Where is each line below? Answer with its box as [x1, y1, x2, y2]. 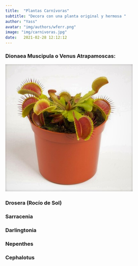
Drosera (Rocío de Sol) [5, 199, 62, 206]
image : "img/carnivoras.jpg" [5, 29, 67, 35]
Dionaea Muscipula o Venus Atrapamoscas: [5, 52, 116, 60]
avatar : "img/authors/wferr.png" [5, 24, 76, 29]
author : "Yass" [5, 19, 38, 24]
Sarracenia [5, 213, 33, 220]
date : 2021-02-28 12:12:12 [5, 35, 67, 40]
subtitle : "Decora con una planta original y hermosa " [5, 13, 126, 19]
